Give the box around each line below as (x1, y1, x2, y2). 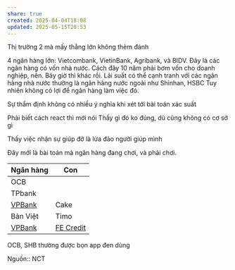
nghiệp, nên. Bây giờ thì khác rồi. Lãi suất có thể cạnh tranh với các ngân (7, 71, 218, 80)
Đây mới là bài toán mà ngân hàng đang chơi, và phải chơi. (7, 149, 177, 157)
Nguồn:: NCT (7, 254, 46, 263)
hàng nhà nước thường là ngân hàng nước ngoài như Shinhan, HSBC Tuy (7, 79, 217, 87)
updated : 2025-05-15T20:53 (7, 23, 87, 30)
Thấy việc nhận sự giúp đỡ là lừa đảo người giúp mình (7, 135, 163, 143)
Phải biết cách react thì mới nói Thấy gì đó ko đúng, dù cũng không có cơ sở (7, 113, 229, 122)
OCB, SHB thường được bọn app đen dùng (7, 241, 130, 250)
